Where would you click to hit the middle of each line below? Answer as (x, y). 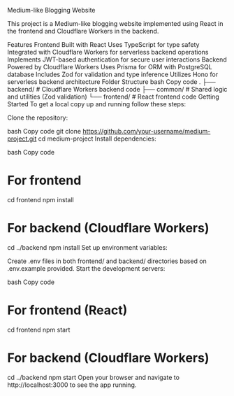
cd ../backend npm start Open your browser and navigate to (94, 377)
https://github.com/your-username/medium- (147, 131)
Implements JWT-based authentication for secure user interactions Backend (117, 59)
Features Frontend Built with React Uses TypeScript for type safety (103, 44)
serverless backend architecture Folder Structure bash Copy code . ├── (111, 82)
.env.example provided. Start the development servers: (86, 268)
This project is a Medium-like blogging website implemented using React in (115, 23)
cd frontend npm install (41, 199)
